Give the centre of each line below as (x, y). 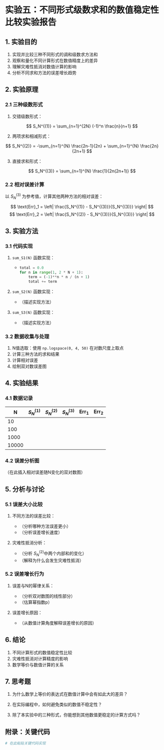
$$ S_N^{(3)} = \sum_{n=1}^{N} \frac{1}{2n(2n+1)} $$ (82, 171)
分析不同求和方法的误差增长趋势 (44, 73)
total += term (43, 281)
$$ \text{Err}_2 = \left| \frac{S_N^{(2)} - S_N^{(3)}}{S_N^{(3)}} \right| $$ (82, 214)
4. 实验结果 (22, 383)
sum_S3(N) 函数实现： (33, 312)
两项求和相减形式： (31, 136)
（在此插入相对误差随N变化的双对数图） (45, 472)
